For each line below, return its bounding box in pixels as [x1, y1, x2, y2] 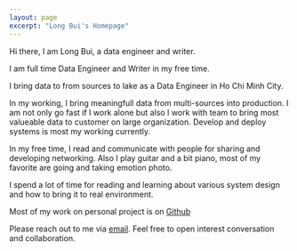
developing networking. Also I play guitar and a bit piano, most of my [9, 152, 261, 163]
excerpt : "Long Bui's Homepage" [9, 21, 129, 30]
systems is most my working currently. [9, 125, 151, 136]
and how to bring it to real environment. [9, 189, 154, 199]
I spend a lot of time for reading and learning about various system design [9, 179, 280, 190]
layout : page [9, 12, 58, 22]
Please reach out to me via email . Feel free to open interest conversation [9, 223, 275, 234]
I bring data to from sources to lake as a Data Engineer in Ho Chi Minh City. [9, 80, 284, 91]
